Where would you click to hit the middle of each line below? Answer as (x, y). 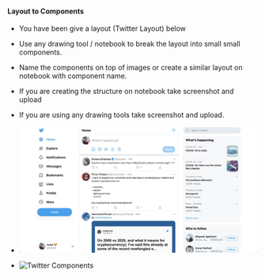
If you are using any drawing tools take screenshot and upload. (121, 115)
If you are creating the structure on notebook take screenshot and (126, 92)
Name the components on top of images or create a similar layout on (131, 68)
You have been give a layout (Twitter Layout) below (102, 28)
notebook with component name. (73, 76)
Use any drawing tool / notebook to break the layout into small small (129, 44)
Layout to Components (46, 11)
